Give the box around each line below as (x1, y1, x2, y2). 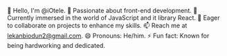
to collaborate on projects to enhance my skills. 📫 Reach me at (7, 21, 188, 29)
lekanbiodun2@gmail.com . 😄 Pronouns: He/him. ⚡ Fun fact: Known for (7, 31, 210, 40)
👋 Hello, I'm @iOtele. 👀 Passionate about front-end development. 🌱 (7, 7, 198, 14)
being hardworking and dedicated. (7, 42, 106, 49)
